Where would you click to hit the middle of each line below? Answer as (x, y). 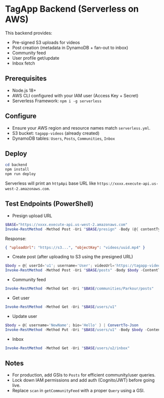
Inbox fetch (23, 63)
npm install (17, 170)
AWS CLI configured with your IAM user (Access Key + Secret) (75, 95)
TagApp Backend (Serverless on (72, 9)
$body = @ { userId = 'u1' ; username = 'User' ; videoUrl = (60, 266)
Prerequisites (26, 78)
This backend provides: (29, 33)
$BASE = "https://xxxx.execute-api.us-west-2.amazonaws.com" (66, 224)
